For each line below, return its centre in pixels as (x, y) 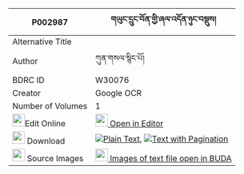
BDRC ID (29, 80)
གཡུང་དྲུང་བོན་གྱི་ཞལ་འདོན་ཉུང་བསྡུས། (164, 19)
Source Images (55, 158)
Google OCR (118, 93)
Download (46, 141)
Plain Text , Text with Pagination (166, 139)
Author (25, 61)
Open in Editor (137, 123)
